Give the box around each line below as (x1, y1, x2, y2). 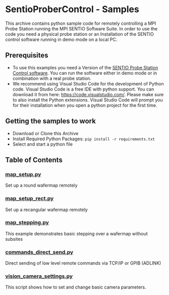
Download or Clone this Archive (12, 130, 79, 136)
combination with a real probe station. (12, 75, 92, 81)
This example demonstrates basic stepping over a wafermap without (5, 230, 148, 236)
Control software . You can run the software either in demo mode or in (12, 70, 157, 76)
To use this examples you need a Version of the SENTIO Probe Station (12, 64, 158, 70)
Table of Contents (5, 155, 63, 164)
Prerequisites (5, 51, 48, 60)
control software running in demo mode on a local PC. (5, 36, 118, 43)
